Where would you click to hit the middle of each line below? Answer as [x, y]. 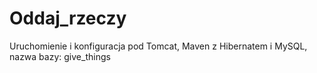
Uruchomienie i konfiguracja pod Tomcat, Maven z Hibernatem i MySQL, [158, 46]
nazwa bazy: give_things [60, 56]
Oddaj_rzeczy [68, 18]
